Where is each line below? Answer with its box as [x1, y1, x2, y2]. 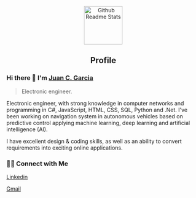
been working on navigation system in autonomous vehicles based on [6, 112, 183, 120]
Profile [90, 55, 117, 66]
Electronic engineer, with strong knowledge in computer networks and [6, 99, 184, 107]
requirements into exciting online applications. [6, 144, 123, 151]
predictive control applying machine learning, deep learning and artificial [6, 119, 190, 126]
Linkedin [6, 173, 28, 180]
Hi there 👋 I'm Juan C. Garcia [6, 74, 93, 82]
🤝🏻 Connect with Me [6, 159, 69, 168]
